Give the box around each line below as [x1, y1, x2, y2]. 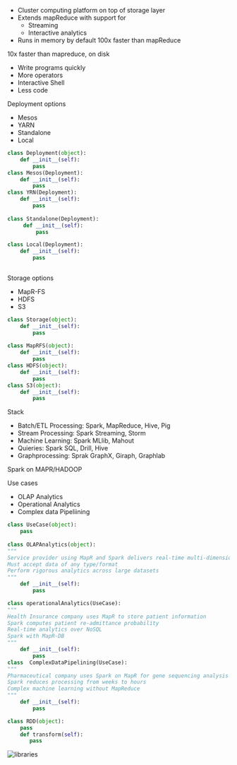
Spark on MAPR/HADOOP [7, 465, 83, 474]
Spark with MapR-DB [7, 633, 65, 640]
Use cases [7, 479, 38, 487]
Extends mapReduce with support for [17, 13, 126, 22]
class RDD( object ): [7, 718, 65, 725]
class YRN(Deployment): [7, 189, 78, 197]
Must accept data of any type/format [7, 561, 119, 568]
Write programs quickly [17, 64, 86, 71]
